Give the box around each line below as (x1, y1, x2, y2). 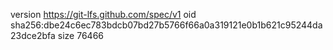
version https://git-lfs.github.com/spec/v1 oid (10, 9, 197, 20)
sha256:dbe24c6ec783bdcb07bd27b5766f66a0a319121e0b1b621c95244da (10, 19, 323, 31)
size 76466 (57, 30, 104, 41)
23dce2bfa (10, 30, 56, 41)
